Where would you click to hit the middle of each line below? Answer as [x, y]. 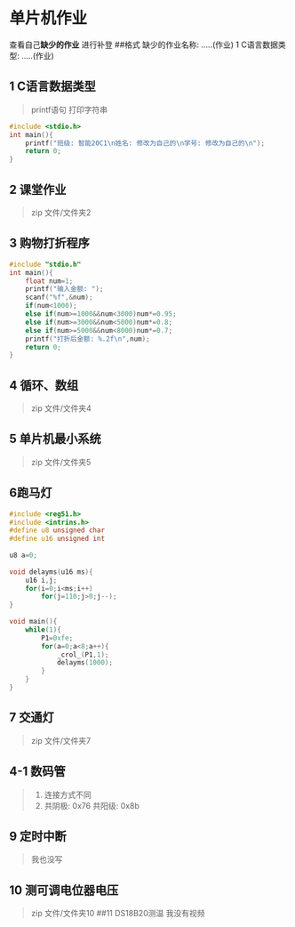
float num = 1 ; [49, 281]
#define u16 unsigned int [57, 539]
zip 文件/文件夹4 [61, 408]
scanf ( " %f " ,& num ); [59, 298]
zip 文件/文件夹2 [61, 212]
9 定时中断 [38, 836]
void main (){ [33, 622]
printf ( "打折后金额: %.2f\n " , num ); [88, 339]
